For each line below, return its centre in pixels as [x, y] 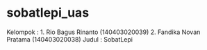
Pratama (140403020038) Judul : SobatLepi [70, 39]
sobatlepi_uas [48, 13]
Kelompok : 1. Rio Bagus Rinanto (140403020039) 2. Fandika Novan [104, 32]
